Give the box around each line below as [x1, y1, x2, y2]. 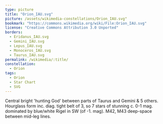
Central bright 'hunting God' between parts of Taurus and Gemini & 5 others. [5, 98, 159, 103]
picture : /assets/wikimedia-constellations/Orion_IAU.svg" [5, 16, 127, 21]
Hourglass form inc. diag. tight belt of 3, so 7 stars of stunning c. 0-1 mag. [5, 103, 153, 109]
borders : [5, 30, 23, 35]
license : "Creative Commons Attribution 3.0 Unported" [5, 25, 119, 30]
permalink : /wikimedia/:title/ [5, 57, 69, 62]
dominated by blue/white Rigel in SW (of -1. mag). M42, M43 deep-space [5, 108, 152, 114]
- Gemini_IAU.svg [9, 39, 45, 44]
